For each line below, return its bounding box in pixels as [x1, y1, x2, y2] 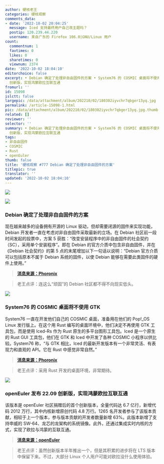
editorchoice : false [5, 71, 47, 76]
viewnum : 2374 [9, 62, 38, 67]
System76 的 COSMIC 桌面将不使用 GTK [5, 304, 101, 310]
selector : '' [5, 121, 32, 126]
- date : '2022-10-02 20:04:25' [5, 21, 69, 26]
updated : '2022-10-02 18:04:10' [5, 176, 71, 181]
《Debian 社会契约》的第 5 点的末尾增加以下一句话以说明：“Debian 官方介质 [5, 248, 158, 254]
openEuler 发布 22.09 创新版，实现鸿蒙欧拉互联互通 [5, 390, 128, 397]
